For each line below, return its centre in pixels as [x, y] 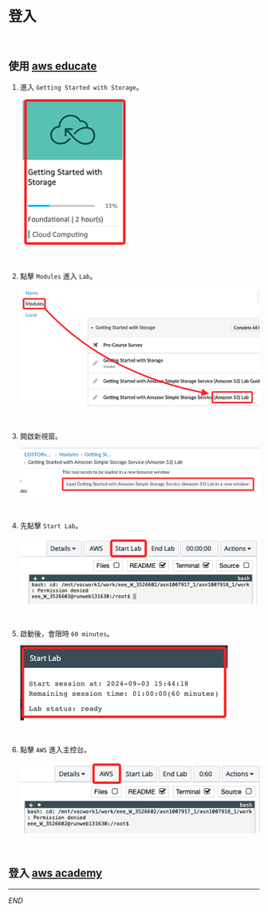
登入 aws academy [55, 873]
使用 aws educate [53, 66]
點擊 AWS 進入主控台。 [55, 750]
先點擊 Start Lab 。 [51, 526]
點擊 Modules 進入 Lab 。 [58, 276]
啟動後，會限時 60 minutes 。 [67, 634]
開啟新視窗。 [41, 436]
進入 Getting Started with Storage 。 [81, 87]
